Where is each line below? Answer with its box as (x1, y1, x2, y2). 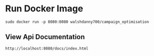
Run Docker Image (5, 3, 84, 14)
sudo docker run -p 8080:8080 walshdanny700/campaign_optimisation (5, 19, 149, 24)
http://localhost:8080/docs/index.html (5, 46, 89, 51)
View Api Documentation (5, 33, 85, 41)
